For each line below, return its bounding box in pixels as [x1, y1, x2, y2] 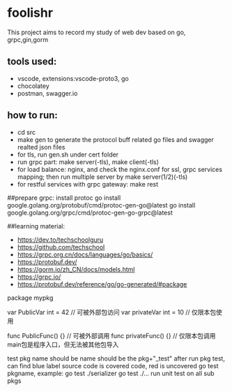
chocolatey [17, 82, 50, 90]
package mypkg [7, 293, 54, 302]
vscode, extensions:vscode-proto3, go [17, 74, 129, 82]
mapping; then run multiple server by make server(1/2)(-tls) [17, 173, 188, 181]
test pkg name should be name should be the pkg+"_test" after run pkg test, [7, 354, 225, 363]
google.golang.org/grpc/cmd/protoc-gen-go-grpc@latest [7, 208, 173, 217]
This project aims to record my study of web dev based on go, [7, 28, 186, 36]
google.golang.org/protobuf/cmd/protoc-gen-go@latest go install [7, 201, 196, 209]
